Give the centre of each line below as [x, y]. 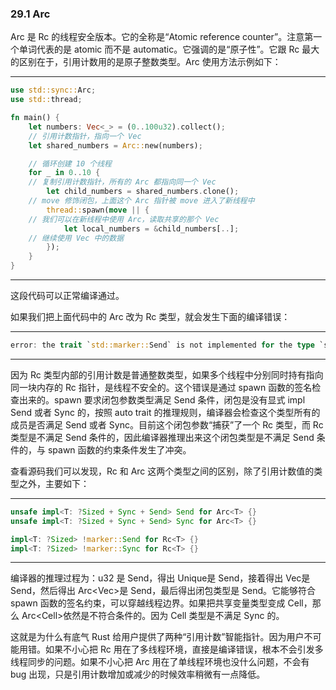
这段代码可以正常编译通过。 [67, 296]
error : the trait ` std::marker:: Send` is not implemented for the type [162, 345]
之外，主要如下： [54, 483]
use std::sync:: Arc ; [53, 90]
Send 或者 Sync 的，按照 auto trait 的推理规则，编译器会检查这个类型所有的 [165, 412]
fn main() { [35, 118]
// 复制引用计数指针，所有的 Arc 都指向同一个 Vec [122, 182]
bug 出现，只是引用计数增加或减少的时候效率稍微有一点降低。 [138, 674]
